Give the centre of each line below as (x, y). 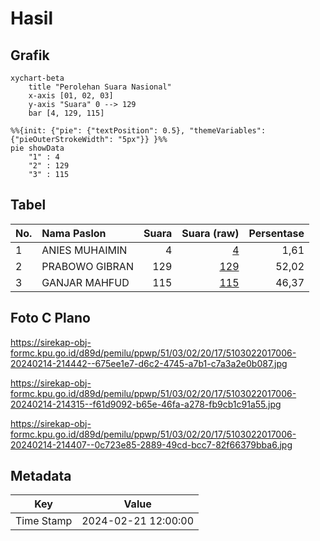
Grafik (30, 55)
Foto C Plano (50, 318)
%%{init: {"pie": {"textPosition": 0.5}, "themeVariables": (138, 131)
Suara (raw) (210, 233)
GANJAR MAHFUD (85, 282)
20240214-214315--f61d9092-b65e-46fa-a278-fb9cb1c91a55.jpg (146, 404)
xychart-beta (37, 78)
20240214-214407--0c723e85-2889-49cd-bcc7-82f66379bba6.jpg (151, 444)
